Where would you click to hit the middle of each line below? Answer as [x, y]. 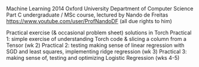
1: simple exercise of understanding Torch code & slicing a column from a [96, 39]
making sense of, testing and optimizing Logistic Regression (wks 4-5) [93, 58]
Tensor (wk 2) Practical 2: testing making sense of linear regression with [95, 45]
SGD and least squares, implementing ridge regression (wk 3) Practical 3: [97, 52]
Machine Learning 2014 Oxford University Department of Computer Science [100, 9]
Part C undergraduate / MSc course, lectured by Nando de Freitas [87, 15]
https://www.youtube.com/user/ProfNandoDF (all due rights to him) [89, 21]
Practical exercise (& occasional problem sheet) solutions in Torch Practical [99, 33]
